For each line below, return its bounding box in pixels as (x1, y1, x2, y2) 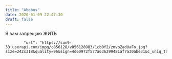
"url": (24, 40, 38, 45)
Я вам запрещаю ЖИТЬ (5, 31, 57, 37)
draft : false (5, 17, 33, 22)
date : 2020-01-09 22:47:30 (5, 12, 63, 17)
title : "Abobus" (5, 7, 40, 13)
